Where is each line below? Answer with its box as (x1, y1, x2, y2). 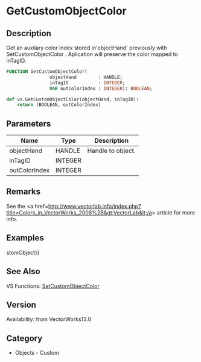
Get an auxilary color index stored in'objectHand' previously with (6, 44, 167, 51)
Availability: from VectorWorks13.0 (6, 316, 92, 323)
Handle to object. (87, 146, 136, 155)
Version (6, 299, 36, 310)
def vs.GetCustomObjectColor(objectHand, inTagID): (6, 96, 139, 102)
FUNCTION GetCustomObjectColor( (6, 69, 88, 75)
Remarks (6, 187, 41, 197)
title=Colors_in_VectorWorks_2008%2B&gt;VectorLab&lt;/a (6, 209, 152, 216)
